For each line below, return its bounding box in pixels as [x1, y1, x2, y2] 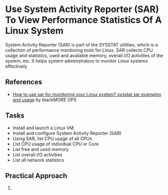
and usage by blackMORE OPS [12, 96, 77, 103]
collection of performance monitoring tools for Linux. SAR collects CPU [5, 47, 153, 53]
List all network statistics [12, 157, 65, 163]
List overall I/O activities [12, 152, 63, 158]
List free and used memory [12, 146, 69, 152]
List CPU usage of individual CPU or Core [12, 140, 99, 147]
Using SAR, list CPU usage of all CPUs [12, 135, 92, 141]
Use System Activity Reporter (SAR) [5, 4, 159, 15]
